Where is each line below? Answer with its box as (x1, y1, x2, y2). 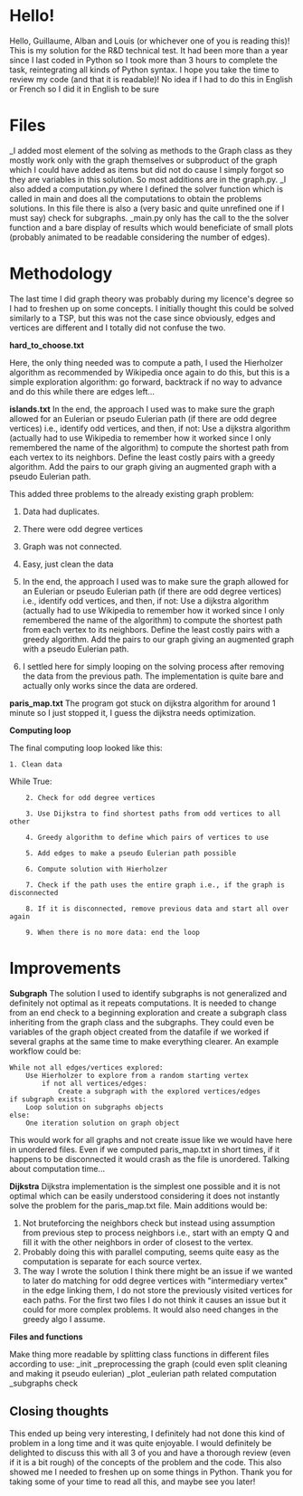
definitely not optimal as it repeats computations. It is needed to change (9, 997, 278, 1008)
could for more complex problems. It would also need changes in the (22, 1304, 279, 1315)
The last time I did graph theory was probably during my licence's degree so (9, 293, 294, 304)
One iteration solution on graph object (25, 1119, 180, 1128)
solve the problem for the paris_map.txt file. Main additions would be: (9, 1200, 269, 1211)
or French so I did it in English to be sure (9, 83, 160, 94)
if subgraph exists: (9, 1094, 88, 1104)
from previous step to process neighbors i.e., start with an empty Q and (22, 1227, 289, 1238)
